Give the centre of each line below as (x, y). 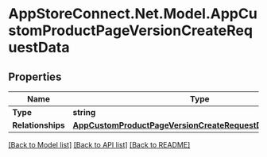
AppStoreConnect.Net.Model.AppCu (133, 14)
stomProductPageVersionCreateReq (130, 31)
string (84, 112)
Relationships (39, 125)
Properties (35, 77)
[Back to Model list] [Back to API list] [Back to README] (99, 145)
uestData (39, 48)
